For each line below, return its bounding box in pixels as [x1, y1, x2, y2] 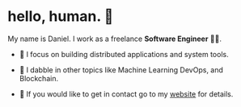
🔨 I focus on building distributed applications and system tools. [19, 49, 229, 59]
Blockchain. [19, 73, 58, 83]
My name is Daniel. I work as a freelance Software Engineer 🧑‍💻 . [7, 34, 222, 43]
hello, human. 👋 [7, 7, 114, 26]
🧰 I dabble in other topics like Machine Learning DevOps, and [19, 64, 224, 75]
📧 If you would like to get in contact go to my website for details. [19, 88, 234, 99]
